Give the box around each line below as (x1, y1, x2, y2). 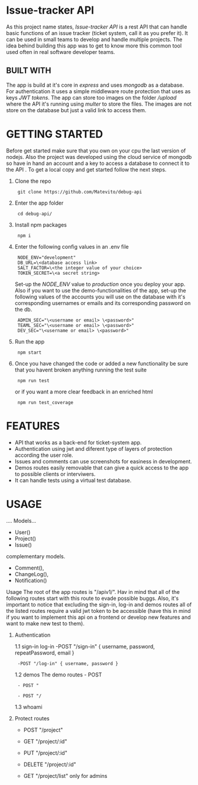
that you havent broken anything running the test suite (14, 366, 147, 373)
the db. (14, 306, 33, 313)
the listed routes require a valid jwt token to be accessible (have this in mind (6, 607, 191, 614)
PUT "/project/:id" (23, 749, 68, 757)
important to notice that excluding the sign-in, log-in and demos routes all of (6, 600, 192, 608)
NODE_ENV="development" (17, 255, 76, 260)
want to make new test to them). (6, 619, 85, 627)
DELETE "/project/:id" (23, 761, 77, 768)
